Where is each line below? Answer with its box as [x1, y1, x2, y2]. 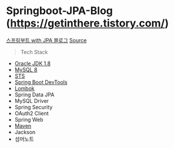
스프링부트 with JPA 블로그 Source [6, 36, 87, 43]
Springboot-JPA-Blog [6, 4, 113, 18]
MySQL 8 [14, 66, 38, 73]
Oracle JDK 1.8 [14, 60, 51, 67]
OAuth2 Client [14, 110, 49, 117]
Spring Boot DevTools [14, 78, 68, 86]
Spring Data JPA [14, 91, 55, 98]
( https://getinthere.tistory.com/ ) [6, 16, 169, 30]
